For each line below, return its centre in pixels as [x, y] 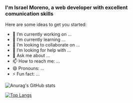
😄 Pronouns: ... [28, 68]
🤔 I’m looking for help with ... [42, 50]
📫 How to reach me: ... [36, 61]
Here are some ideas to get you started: [46, 24]
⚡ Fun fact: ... [26, 74]
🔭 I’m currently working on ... [42, 34]
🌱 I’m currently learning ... [39, 39]
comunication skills [29, 13]
